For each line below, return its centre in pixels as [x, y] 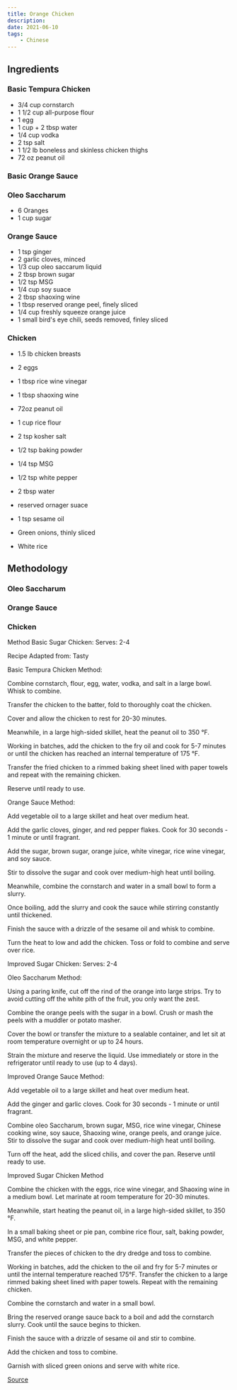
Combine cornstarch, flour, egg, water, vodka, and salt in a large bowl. [110, 684]
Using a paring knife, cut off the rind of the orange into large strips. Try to [114, 992]
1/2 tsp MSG [35, 282]
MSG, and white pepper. [42, 1239]
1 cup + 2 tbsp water [47, 127]
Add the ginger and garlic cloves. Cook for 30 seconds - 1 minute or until [113, 1104]
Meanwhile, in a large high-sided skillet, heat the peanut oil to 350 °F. [109, 733]
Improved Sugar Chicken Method [56, 1176]
